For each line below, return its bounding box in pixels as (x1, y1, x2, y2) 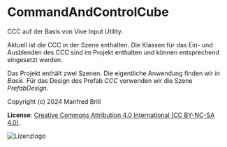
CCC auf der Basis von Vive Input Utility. (7, 27, 124, 36)
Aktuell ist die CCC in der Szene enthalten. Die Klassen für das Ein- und (7, 40, 213, 49)
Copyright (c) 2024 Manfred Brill (7, 97, 101, 105)
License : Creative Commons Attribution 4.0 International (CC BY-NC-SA (7, 111, 215, 119)
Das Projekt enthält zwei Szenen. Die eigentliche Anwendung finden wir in (7, 69, 221, 77)
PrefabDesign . (7, 84, 49, 92)
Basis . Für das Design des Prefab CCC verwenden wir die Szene (7, 76, 193, 84)
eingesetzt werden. (7, 55, 63, 63)
